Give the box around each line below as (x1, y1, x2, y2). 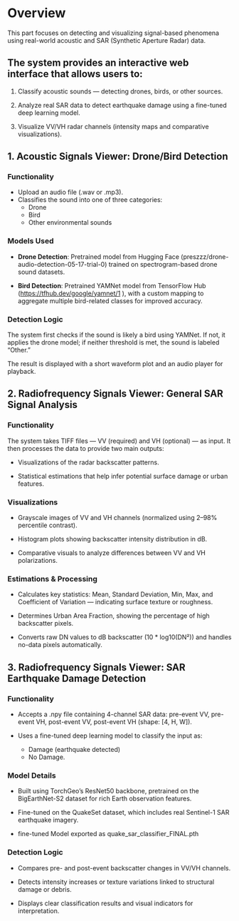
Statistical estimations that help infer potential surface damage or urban (17, 472, 228, 480)
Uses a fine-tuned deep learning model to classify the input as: (17, 731, 203, 740)
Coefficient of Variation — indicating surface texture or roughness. (17, 598, 213, 606)
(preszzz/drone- (181, 252, 229, 261)
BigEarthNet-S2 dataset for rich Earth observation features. (17, 794, 192, 803)
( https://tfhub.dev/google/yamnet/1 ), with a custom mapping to (17, 289, 204, 297)
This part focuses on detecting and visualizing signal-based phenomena (7, 29, 219, 37)
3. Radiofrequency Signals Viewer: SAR (7, 661, 186, 673)
